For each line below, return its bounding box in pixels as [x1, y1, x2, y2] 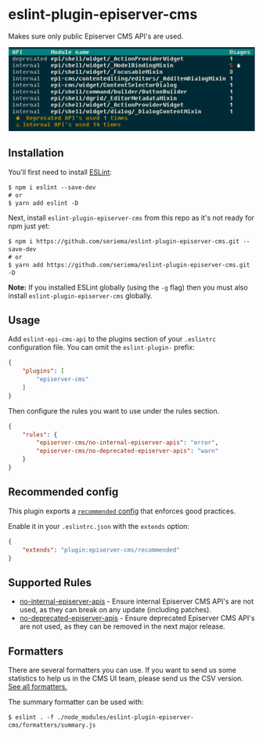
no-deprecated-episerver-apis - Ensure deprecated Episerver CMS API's [19, 614, 255, 623]
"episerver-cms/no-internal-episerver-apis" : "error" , [36, 439, 219, 447]
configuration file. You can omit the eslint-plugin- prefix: [8, 343, 195, 352]
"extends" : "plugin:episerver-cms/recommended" [22, 545, 180, 554]
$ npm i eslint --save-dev [8, 183, 96, 192]
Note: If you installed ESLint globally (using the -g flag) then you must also [8, 283, 248, 292]
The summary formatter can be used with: [8, 697, 144, 707]
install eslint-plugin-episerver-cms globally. [8, 290, 153, 300]
